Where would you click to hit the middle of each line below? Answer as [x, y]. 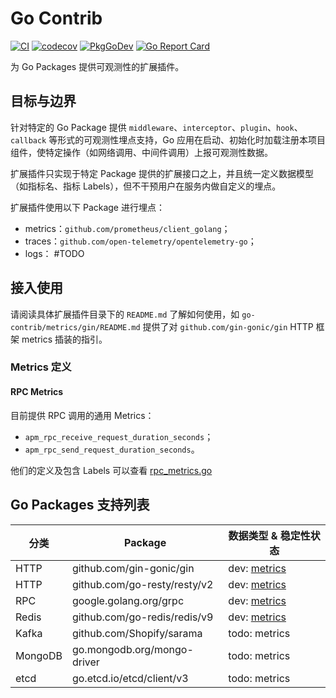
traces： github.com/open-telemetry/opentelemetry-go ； [140, 241]
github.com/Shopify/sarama [137, 633]
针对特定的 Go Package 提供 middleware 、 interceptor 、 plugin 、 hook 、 [156, 127]
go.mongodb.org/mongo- [132, 649]
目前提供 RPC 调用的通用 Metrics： [82, 415]
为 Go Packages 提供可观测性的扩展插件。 [97, 66]
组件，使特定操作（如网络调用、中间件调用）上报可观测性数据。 [141, 152]
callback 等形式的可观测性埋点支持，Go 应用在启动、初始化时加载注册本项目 [168, 139]
